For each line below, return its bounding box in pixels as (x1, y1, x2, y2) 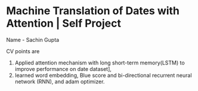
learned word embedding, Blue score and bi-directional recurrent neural (14, 71, 192, 79)
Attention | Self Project (6, 17, 121, 30)
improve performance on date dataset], (14, 65, 112, 72)
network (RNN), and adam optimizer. (14, 78, 105, 85)
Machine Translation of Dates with (6, 4, 180, 18)
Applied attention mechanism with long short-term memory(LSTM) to (14, 59, 185, 66)
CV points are (6, 47, 40, 54)
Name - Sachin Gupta (6, 36, 60, 43)
